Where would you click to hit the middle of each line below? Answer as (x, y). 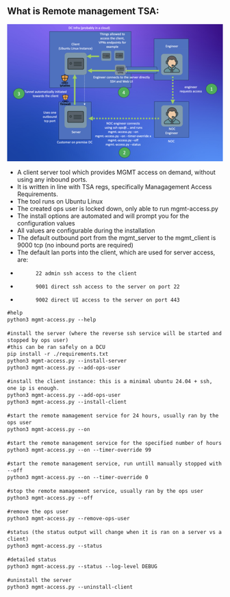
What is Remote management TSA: (83, 11)
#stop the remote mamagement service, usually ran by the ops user (105, 491)
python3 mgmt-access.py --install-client (67, 402)
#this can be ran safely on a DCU (56, 347)
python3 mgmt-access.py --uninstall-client (70, 587)
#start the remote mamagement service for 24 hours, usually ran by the (113, 415)
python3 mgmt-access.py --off (50, 498)
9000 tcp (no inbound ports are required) (75, 245)
